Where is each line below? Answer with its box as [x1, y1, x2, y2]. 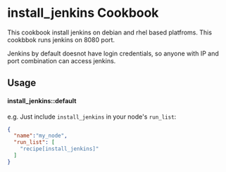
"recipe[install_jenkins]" [20, 145, 99, 152]
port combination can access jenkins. [7, 56, 116, 65]
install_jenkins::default [7, 96, 77, 105]
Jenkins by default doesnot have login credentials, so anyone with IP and [7, 49, 220, 58]
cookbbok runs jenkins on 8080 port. [7, 35, 115, 44]
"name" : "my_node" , [13, 132, 68, 140]
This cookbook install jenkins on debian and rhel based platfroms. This [7, 28, 213, 37]
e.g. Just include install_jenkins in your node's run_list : [7, 112, 177, 121]
